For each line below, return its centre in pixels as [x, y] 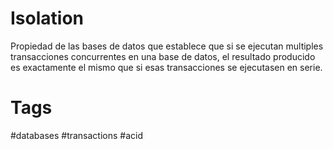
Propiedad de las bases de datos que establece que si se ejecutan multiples [167, 46]
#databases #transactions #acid [77, 135]
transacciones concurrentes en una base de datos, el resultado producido [163, 56]
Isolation [47, 18]
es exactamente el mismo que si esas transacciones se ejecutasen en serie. [166, 67]
